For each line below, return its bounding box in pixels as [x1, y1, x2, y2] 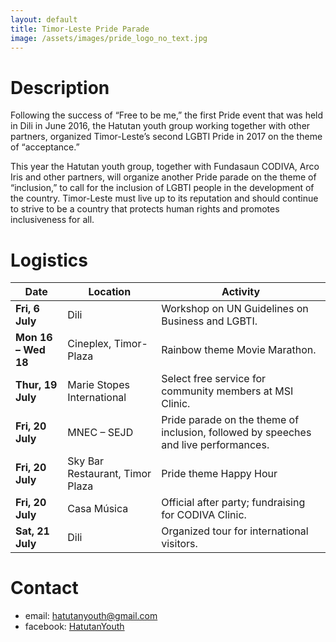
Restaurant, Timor [67, 467, 152, 481]
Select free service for [161, 372, 267, 386]
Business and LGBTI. [161, 314, 258, 328]
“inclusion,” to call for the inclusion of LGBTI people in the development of [10, 182, 315, 194]
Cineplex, [67, 337, 112, 351]
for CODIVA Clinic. [161, 508, 247, 522]
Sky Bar [67, 454, 105, 468]
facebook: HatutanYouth [24, 621, 125, 633]
